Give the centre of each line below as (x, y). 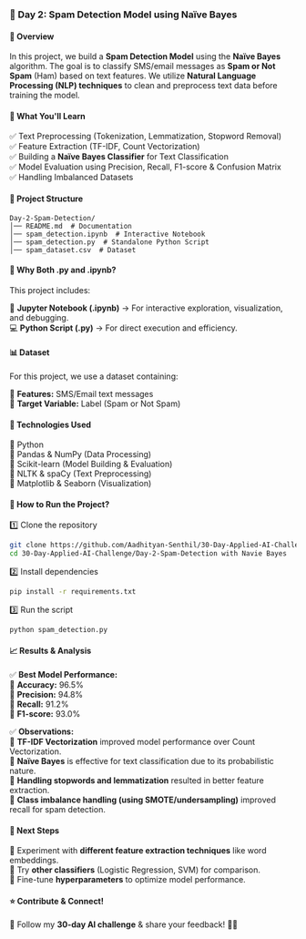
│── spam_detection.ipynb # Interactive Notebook (107, 234)
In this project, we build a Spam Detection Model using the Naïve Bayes (145, 56)
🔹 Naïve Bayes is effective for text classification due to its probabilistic (142, 761)
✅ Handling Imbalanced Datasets (71, 178)
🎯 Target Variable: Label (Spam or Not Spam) (95, 403)
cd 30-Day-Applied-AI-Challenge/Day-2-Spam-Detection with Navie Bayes (148, 554)
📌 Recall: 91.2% (39, 704)
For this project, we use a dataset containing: (94, 376)
